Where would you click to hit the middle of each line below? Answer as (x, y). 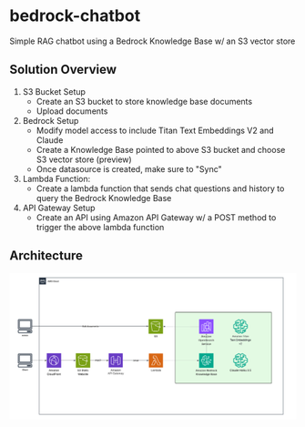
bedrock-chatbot (75, 16)
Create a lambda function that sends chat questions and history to (160, 188)
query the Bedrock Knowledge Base (104, 198)
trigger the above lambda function (100, 227)
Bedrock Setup (51, 120)
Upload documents (72, 111)
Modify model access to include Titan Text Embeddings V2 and (155, 130)
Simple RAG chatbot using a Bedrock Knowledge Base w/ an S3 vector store (152, 41)
